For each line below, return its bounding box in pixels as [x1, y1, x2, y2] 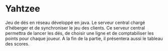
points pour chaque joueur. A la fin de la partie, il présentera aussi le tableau [5, 35, 163, 41]
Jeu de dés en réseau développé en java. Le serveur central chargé [5, 19, 145, 25]
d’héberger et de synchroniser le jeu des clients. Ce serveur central [5, 24, 145, 30]
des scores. [5, 40, 30, 46]
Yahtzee [5, 3, 40, 14]
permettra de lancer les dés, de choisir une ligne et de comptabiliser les [5, 30, 154, 36]
